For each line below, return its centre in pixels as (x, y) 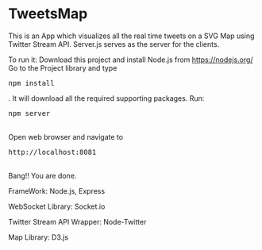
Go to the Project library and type (63, 67)
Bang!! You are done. (42, 175)
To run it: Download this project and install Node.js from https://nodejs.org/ (131, 60)
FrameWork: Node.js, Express (57, 190)
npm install (31, 83)
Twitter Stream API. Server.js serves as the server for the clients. (114, 44)
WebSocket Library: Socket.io (57, 206)
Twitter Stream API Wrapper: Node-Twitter (77, 221)
